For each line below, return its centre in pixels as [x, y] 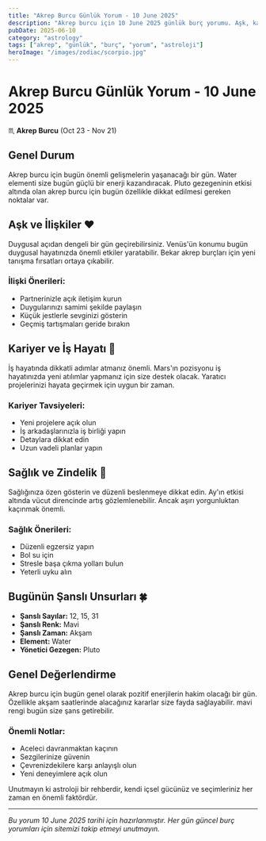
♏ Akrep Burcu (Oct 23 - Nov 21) [63, 130]
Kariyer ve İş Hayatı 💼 [62, 349]
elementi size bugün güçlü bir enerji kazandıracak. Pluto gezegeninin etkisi [130, 182]
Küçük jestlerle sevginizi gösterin [74, 315]
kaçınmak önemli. [37, 509]
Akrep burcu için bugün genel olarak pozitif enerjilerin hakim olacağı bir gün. [133, 693]
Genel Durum [42, 156]
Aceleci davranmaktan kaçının [69, 748]
